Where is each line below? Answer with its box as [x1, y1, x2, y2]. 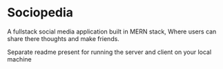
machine [7, 55, 32, 63]
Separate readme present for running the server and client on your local [7, 48, 212, 56]
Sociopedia [7, 5, 74, 20]
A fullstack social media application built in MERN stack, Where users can [7, 27, 217, 36]
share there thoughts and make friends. [7, 34, 119, 42]
